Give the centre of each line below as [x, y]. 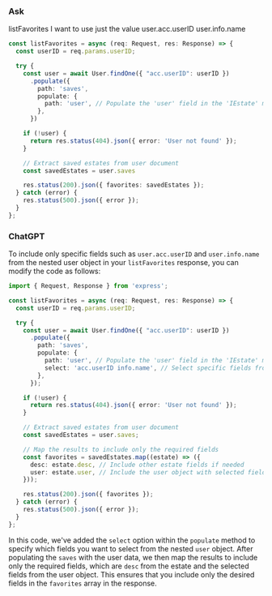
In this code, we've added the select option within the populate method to [132, 540]
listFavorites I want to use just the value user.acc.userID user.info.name [127, 29]
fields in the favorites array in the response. [83, 583]
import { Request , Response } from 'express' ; [88, 286]
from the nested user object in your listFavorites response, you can [123, 263]
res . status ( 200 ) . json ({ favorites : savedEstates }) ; [114, 185]
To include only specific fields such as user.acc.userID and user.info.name [134, 254]
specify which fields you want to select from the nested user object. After [131, 548]
